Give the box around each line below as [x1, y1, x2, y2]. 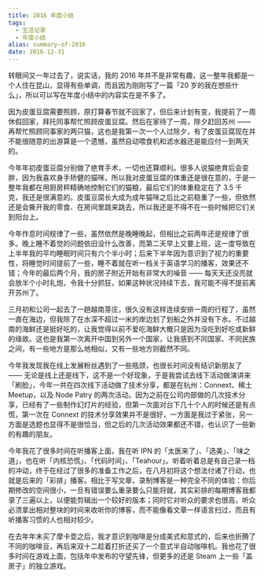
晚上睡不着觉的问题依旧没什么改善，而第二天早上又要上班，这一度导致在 [21, 239, 256, 248]
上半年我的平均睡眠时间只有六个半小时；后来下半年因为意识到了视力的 [8, 249, 236, 258]
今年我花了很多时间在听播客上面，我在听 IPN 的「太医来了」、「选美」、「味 [8, 446, 244, 455]
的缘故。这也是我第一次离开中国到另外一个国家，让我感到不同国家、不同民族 [8, 334, 256, 343]
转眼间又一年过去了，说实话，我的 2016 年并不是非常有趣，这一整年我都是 [8, 71, 248, 79]
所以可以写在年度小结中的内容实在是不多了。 [24, 90, 170, 99]
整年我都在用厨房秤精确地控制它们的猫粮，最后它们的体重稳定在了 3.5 [8, 182, 234, 192]
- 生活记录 [15, 26, 46, 34]
